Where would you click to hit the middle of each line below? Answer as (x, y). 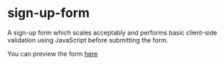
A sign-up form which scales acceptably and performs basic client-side (112, 32)
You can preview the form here (53, 54)
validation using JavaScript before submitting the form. (88, 40)
